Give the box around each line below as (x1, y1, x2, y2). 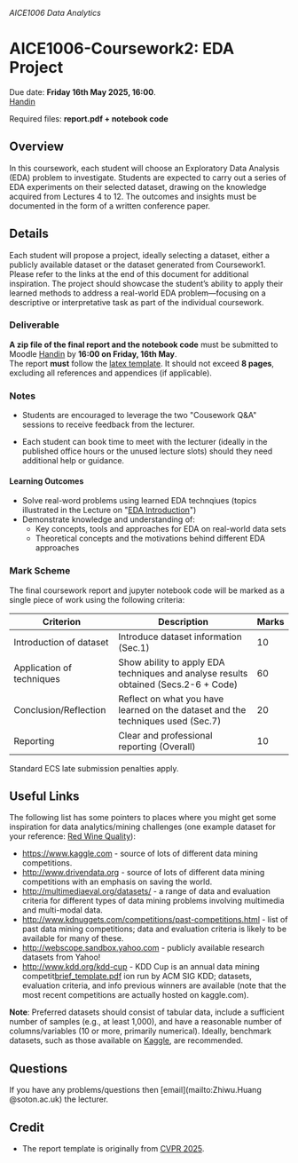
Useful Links (9, 789, 80, 804)
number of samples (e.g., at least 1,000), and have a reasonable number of (9, 1017, 282, 1027)
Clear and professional (118, 729, 213, 741)
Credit (9, 1119, 44, 1135)
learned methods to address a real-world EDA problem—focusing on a (9, 288, 266, 298)
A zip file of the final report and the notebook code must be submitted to (9, 339, 278, 350)
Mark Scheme (9, 565, 71, 577)
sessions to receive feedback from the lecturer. (21, 419, 195, 430)
